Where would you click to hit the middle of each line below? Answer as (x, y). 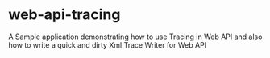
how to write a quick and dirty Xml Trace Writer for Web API (108, 44)
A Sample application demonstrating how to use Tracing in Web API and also (135, 37)
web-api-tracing (64, 15)
